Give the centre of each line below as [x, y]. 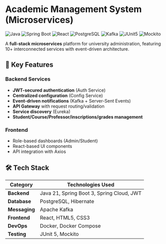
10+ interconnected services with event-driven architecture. [67, 49]
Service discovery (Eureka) [41, 111]
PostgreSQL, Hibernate [67, 201]
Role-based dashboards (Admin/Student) [55, 141]
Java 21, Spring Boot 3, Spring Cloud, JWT [91, 193]
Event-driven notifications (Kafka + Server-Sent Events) [72, 101]
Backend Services [28, 79]
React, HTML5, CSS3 [65, 217]
